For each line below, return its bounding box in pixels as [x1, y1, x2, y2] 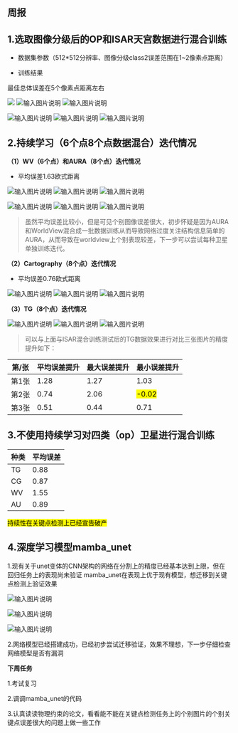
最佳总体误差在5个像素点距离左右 [7, 84, 105, 93]
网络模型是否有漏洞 [7, 648, 64, 657]
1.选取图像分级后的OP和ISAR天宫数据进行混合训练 [7, 33, 227, 45]
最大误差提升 [86, 362, 130, 372]
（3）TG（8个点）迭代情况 [7, 305, 87, 313]
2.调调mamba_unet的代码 [7, 694, 82, 702]
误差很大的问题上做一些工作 [19, 718, 101, 727]
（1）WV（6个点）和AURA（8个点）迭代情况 [7, 157, 141, 166]
